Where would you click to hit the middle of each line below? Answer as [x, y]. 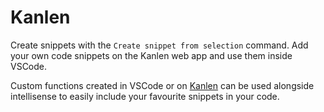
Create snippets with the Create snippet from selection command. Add [159, 45]
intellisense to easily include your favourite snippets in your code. [145, 96]
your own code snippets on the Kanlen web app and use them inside [151, 55]
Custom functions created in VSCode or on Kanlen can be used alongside [162, 85]
